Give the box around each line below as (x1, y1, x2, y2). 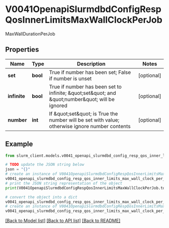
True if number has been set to (49, 83, 122, 90)
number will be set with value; (49, 117, 120, 124)
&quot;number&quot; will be (49, 95, 115, 102)
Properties (5, 45, 39, 54)
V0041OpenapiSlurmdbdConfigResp (5, 4, 162, 15)
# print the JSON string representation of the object (5, 181, 123, 186)
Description (77, 60, 106, 67)
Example (5, 140, 33, 149)
